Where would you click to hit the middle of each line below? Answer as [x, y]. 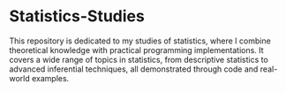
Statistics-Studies [77, 16]
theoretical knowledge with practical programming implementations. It [136, 50]
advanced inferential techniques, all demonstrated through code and [134, 69]
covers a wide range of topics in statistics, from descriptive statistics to [139, 59]
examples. [50, 78]
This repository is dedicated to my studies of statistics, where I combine [140, 41]
